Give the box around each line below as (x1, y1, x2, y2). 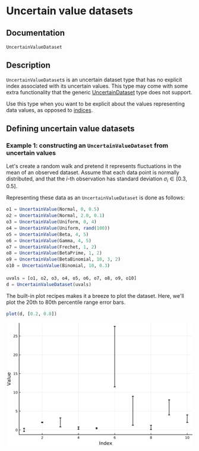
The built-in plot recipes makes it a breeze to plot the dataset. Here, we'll (6, 292, 184, 299)
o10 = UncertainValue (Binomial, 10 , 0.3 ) (6, 263, 110, 269)
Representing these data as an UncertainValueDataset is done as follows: (6, 194, 185, 201)
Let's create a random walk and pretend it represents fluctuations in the (6, 162, 182, 170)
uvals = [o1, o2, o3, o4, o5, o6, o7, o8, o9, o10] (6, 275, 137, 281)
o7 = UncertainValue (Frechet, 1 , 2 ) (6, 244, 97, 250)
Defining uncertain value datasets (6, 123, 135, 134)
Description (6, 61, 50, 71)
